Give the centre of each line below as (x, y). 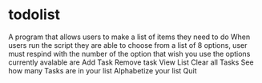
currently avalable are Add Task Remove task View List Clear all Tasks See (131, 62)
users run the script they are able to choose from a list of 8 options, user (128, 45)
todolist (34, 15)
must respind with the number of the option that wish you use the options (129, 53)
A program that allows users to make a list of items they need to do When (129, 37)
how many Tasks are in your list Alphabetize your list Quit (103, 70)
